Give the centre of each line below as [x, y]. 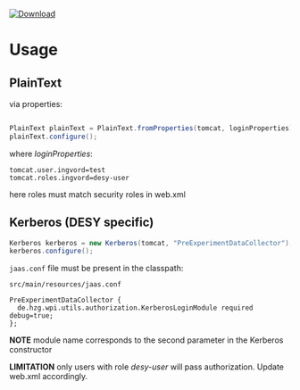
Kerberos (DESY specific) [82, 223]
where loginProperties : [51, 154]
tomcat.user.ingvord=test [57, 170]
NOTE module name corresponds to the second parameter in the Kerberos [146, 340]
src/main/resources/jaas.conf [66, 285]
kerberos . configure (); [51, 251]
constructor [31, 350]
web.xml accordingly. [49, 377]
